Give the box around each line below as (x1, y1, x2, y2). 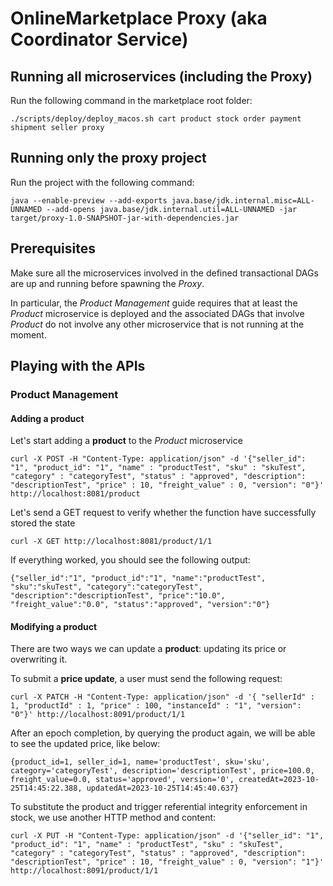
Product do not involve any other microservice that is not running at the (10, 318, 305, 330)
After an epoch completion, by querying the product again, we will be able (10, 727, 316, 739)
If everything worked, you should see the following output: (10, 554, 251, 566)
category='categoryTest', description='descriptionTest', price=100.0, (10, 766, 315, 776)
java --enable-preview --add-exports (10, 195, 168, 206)
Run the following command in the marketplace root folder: (10, 95, 253, 106)
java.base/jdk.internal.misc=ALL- (171, 195, 315, 206)
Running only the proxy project (10, 150, 207, 167)
